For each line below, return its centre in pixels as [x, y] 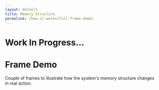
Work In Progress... [45, 42]
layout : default [21, 9]
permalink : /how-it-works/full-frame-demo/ [50, 18]
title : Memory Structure [30, 14]
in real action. [19, 83]
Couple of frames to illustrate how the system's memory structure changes [80, 78]
